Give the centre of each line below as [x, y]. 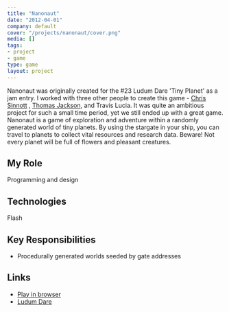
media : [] [21, 39]
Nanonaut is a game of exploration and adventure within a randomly [103, 120]
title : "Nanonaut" [33, 13]
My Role [25, 163]
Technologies [37, 201]
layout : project [30, 71]
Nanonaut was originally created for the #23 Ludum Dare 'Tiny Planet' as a [112, 91]
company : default [32, 26]
